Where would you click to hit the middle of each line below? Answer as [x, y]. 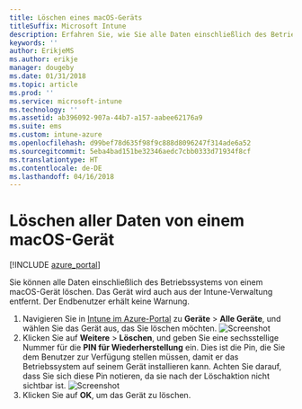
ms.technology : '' [44, 110]
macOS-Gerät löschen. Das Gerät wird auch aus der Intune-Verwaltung [141, 292]
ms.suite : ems [36, 127]
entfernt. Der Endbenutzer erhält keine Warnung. [100, 301]
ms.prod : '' [31, 93]
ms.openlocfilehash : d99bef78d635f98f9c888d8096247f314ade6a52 [130, 143]
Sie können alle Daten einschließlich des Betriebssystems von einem [136, 282]
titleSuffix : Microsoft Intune [68, 26]
